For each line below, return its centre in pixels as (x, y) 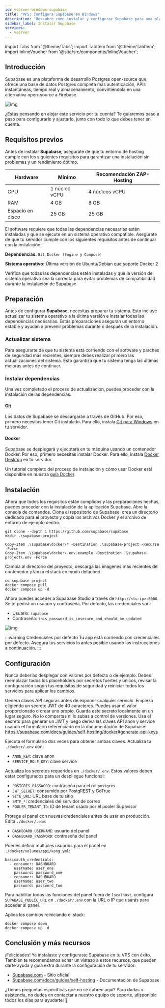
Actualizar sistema (28, 339)
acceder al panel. (23, 905)
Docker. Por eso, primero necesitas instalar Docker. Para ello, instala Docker (82, 454)
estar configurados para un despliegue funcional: (55, 776)
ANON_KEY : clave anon (33, 756)
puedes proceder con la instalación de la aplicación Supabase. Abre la (76, 507)
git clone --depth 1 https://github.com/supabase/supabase (67, 532)
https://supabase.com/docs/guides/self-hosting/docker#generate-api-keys (82, 732)
